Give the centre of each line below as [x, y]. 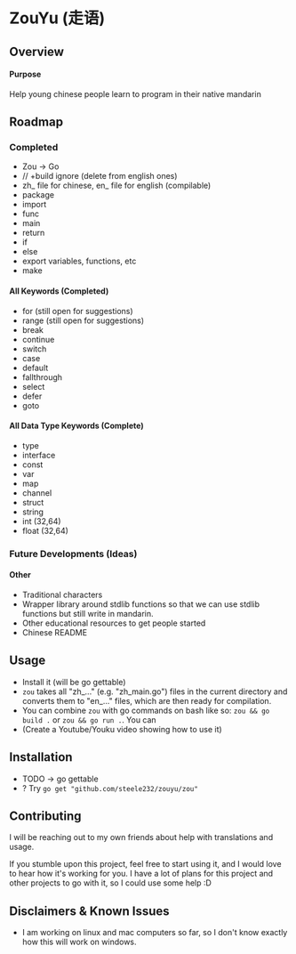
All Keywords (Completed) [59, 291]
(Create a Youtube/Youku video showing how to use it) [122, 729]
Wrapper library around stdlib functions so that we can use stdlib [141, 604]
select [33, 386]
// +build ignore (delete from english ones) [100, 176]
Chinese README [54, 632]
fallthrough [42, 377]
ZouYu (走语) [57, 18]
